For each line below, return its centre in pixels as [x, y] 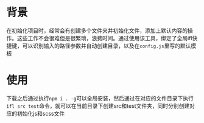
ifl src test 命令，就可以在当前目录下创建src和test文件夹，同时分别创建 [98, 106]
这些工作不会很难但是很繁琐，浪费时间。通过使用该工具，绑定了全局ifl [104, 38]
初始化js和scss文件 [41, 113]
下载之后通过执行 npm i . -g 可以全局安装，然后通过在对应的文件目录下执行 [100, 98]
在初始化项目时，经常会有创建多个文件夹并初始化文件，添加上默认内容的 [97, 30]
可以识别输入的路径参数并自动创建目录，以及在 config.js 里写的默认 [107, 46]
